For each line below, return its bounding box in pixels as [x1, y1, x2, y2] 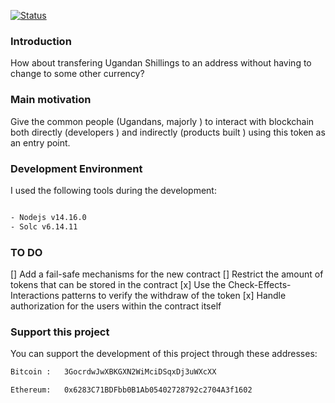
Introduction [10, 34, 72, 48]
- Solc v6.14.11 [10, 221, 78, 232]
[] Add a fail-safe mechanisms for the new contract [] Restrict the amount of [10, 268, 324, 280]
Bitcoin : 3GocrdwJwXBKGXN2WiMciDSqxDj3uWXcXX [10, 367, 217, 377]
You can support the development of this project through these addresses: [10, 348, 318, 360]
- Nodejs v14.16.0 [10, 212, 87, 222]
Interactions [10, 289, 60, 301]
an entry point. [10, 136, 71, 149]
